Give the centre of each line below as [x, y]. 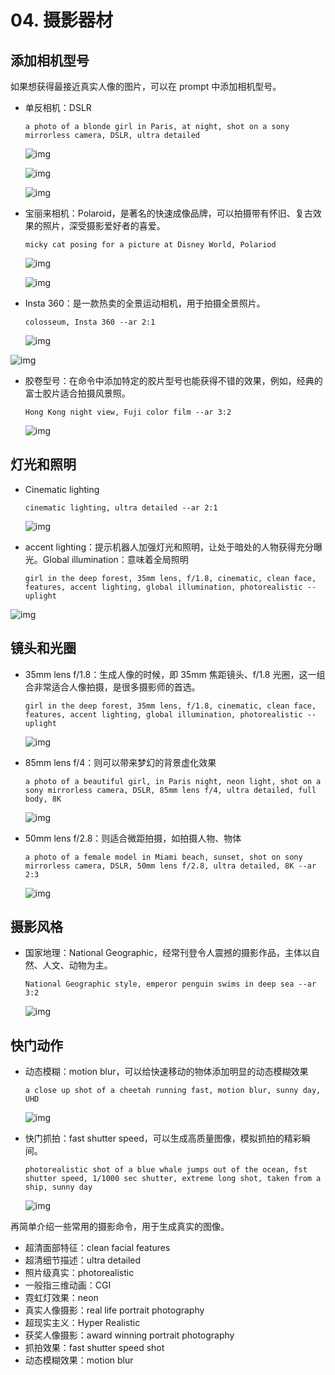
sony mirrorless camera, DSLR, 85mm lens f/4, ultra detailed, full [170, 790]
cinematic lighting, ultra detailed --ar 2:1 [121, 507]
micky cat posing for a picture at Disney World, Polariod [150, 245]
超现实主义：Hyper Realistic [82, 1323]
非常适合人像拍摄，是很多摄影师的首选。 [117, 687]
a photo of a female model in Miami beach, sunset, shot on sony [163, 857]
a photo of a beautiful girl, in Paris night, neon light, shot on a [173, 781]
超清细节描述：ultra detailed [83, 1260]
